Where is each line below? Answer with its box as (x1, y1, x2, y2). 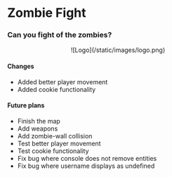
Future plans (7, 101, 45, 110)
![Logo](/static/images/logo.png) (70, 46, 166, 54)
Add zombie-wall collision (17, 131, 93, 140)
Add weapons (17, 124, 58, 133)
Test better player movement (17, 139, 101, 147)
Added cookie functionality (17, 85, 96, 93)
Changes (7, 62, 34, 71)
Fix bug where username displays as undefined (17, 162, 155, 170)
